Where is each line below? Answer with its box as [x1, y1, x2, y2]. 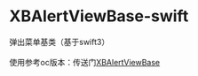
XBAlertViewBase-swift [9, 6, 189, 27]
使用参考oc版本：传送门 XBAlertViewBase [9, 57, 161, 67]
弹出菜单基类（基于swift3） [9, 36, 110, 47]
